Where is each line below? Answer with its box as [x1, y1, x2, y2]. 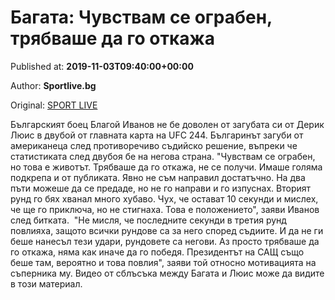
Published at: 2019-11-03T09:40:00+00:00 [10, 60, 194, 72]
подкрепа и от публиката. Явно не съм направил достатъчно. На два [10, 171, 306, 183]
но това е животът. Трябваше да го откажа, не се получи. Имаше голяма [10, 161, 323, 173]
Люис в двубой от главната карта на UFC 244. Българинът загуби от [10, 129, 304, 141]
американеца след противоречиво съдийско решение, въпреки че [10, 139, 298, 151]
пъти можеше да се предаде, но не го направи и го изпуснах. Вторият [10, 182, 312, 194]
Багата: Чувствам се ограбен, [10, 6, 273, 29]
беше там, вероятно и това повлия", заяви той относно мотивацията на [10, 256, 317, 268]
